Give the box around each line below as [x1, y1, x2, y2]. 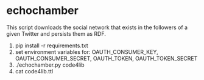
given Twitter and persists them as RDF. [6, 30, 107, 37]
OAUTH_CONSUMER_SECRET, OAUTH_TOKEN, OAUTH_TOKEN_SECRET [15, 55, 198, 62]
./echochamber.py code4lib [15, 61, 85, 68]
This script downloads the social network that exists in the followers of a [6, 24, 188, 31]
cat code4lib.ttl [15, 67, 54, 75]
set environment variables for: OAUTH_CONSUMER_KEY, [15, 48, 158, 55]
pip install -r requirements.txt [15, 42, 88, 49]
